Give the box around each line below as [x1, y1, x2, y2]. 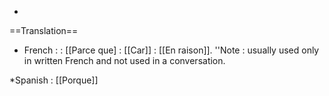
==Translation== [9, 25, 79, 36]
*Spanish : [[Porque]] [9, 74, 99, 86]
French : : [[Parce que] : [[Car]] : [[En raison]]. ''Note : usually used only [23, 44, 320, 56]
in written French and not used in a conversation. [23, 55, 226, 66]
